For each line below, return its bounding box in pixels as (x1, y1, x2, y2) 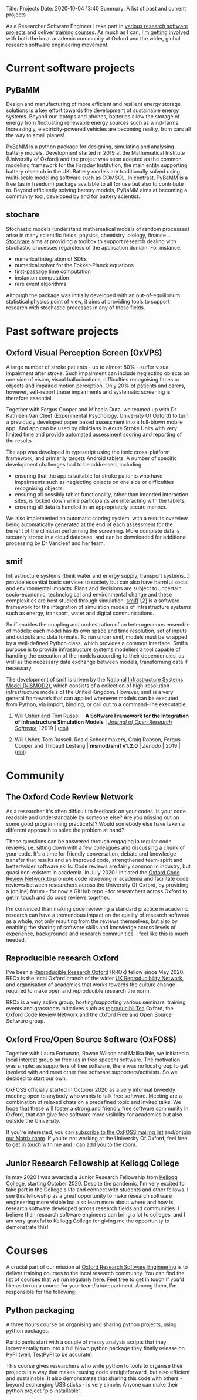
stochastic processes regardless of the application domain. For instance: (6, 244, 182, 251)
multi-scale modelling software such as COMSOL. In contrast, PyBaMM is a (6, 174, 188, 181)
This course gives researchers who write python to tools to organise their (6, 1362, 184, 1369)
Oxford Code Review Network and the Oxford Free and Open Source (6, 1011, 172, 1019)
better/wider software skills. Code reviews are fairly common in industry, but (6, 863, 191, 870)
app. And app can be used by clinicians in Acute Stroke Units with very (6, 424, 178, 431)
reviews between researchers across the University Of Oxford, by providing (6, 881, 189, 888)
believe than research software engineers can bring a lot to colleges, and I (6, 1211, 186, 1218)
